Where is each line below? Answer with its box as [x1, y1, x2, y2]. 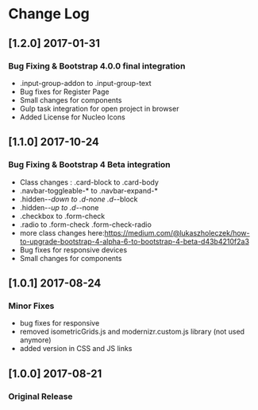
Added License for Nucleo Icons [19, 112, 125, 122]
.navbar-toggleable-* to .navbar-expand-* [19, 185, 159, 195]
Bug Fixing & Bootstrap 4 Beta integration [8, 159, 171, 170]
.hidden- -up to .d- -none [19, 202, 99, 212]
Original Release [8, 391, 73, 402]
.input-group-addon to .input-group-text [19, 78, 152, 88]
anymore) [19, 335, 52, 345]
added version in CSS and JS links [19, 344, 133, 353]
